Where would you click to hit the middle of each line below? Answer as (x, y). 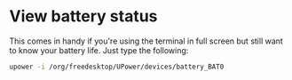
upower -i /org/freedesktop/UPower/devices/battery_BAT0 (117, 67)
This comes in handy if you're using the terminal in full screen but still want (146, 41)
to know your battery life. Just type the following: (99, 50)
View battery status (83, 16)
